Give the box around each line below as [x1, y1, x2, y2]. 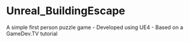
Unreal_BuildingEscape [6, 4, 125, 18]
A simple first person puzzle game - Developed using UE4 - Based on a [6, 24, 184, 31]
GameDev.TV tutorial [6, 30, 58, 37]
